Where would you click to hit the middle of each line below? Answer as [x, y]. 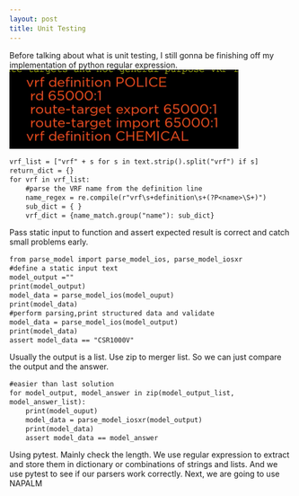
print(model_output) [48, 286]
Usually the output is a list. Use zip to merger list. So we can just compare [145, 357]
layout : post [34, 19]
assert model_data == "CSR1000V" [72, 340]
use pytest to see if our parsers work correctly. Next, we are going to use [145, 474]
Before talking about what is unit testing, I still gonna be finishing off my [142, 55]
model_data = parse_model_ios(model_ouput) [92, 295]
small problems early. [49, 242]
